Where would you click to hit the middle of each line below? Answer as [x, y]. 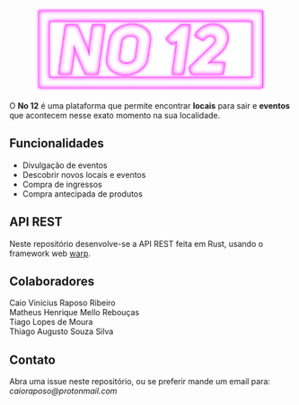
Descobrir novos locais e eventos [84, 174]
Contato [32, 360]
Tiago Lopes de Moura [51, 322]
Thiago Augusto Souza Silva [62, 331]
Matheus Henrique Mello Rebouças [75, 313]
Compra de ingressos [62, 184]
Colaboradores [52, 282]
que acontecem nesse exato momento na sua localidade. [115, 115]
